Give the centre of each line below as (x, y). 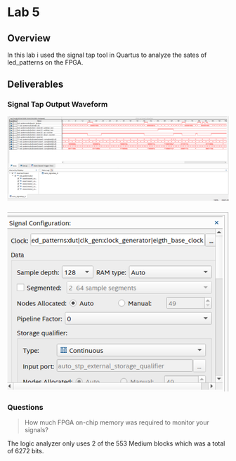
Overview (29, 38)
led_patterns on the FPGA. (45, 62)
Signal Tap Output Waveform (58, 105)
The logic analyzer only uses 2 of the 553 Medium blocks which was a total (116, 443)
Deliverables (35, 85)
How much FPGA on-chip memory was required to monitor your (117, 422)
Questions (25, 407)
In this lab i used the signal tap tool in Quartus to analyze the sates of (107, 55)
